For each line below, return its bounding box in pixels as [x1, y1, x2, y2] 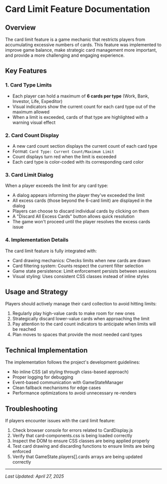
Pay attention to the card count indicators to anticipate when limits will [12, 321, 157, 327]
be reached [12, 326, 36, 332]
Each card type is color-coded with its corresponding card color [12, 159, 144, 165]
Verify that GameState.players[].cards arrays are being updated [12, 454, 143, 460]
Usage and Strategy [5, 288, 68, 296]
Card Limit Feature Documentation [5, 3, 151, 15]
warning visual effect [12, 119, 56, 125]
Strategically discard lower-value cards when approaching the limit [12, 316, 150, 322]
